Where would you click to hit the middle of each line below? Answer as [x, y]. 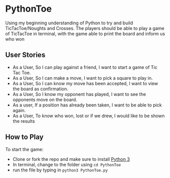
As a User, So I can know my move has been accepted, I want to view [85, 83]
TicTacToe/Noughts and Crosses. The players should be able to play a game [85, 28]
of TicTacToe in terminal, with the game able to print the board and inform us [85, 33]
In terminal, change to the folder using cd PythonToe [67, 164]
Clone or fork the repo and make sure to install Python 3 [71, 159]
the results [24, 121]
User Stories [25, 55]
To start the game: [25, 149]
